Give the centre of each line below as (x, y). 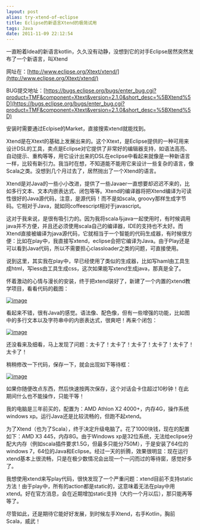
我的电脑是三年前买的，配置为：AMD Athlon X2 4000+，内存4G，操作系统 (98, 409)
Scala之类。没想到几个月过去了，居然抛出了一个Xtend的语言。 (83, 171)
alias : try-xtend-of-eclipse (42, 17)
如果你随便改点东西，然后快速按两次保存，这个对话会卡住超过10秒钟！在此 (98, 389)
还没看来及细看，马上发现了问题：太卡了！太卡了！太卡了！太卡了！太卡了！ (100, 344)
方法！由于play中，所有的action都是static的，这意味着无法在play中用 (91, 487)
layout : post (22, 12)
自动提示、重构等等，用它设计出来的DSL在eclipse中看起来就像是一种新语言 (98, 156)
